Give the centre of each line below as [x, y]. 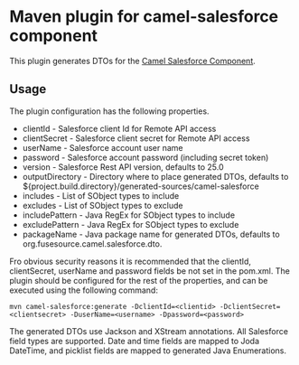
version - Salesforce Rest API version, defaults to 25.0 [123, 167]
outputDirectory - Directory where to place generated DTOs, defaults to [155, 176]
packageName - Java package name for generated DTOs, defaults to [151, 234]
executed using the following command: [84, 290]
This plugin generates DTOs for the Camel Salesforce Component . [132, 61]
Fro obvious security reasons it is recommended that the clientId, [130, 261]
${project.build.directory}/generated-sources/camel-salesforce [140, 186]
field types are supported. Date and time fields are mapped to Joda [135, 341]
